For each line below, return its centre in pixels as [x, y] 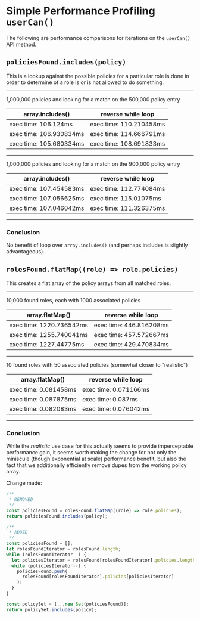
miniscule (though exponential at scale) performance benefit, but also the [96, 459]
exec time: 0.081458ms [43, 389]
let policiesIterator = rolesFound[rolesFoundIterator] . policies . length [104, 560]
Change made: [24, 483]
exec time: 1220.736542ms [49, 325]
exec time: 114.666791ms [128, 134]
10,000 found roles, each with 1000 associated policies [74, 300]
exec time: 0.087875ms [43, 399]
